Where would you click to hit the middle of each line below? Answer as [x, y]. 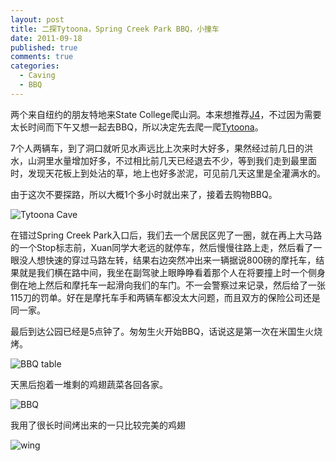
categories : [35, 66]
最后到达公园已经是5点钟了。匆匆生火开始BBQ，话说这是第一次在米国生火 [162, 331]
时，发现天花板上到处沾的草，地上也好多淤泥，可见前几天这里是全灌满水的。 [168, 173]
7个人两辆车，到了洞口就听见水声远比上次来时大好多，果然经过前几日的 [157, 148]
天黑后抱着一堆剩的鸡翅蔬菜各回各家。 [89, 384]
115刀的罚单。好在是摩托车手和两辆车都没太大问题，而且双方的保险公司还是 [165, 297]
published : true [44, 47]
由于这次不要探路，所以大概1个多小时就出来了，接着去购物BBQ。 [144, 194]
